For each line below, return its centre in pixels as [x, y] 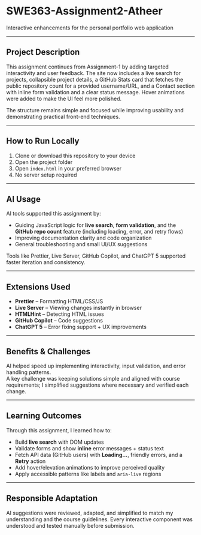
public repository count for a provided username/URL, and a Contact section [100, 86]
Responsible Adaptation [52, 499]
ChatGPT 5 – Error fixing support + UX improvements [80, 327]
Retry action [30, 461]
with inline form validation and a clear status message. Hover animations [95, 92]
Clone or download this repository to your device [75, 156]
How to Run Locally [43, 141]
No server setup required [46, 175]
